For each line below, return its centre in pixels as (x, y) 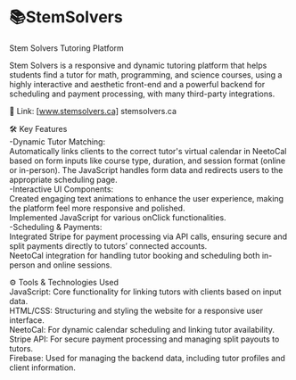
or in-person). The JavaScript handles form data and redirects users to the (146, 169)
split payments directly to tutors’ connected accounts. (108, 245)
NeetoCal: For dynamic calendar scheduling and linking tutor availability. (142, 329)
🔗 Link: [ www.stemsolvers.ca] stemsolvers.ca (93, 111)
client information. (42, 368)
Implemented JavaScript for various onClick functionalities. (118, 217)
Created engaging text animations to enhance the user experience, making (146, 198)
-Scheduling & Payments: (56, 227)
